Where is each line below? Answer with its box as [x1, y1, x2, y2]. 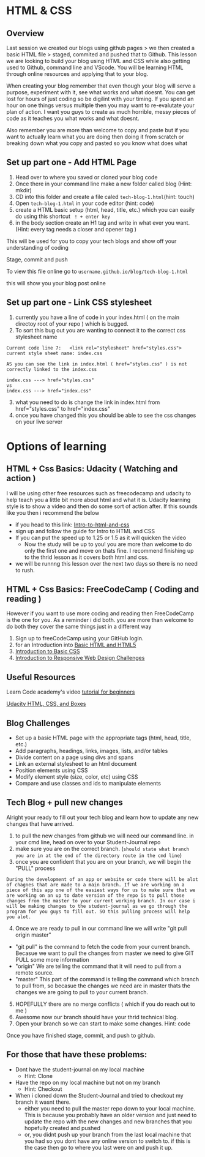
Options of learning [6, 439, 107, 453]
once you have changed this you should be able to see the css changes [15, 411, 196, 419]
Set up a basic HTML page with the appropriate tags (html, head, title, [15, 734, 192, 741]
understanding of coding [6, 244, 69, 251]
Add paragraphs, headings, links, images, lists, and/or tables [15, 747, 168, 755]
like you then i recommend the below [6, 509, 100, 516]
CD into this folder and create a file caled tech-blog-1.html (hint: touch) [15, 193, 195, 200]
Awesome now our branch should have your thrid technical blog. [15, 1013, 179, 1020]
